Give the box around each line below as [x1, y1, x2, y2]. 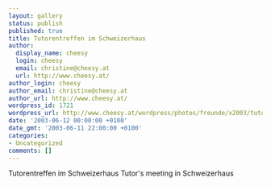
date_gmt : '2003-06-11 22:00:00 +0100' [8, 124, 143, 132]
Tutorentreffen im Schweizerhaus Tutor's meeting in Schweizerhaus [8, 168, 234, 178]
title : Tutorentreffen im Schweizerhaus [8, 34, 147, 43]
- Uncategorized [8, 138, 63, 147]
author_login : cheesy [8, 79, 81, 87]
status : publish [8, 19, 63, 27]
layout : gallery [8, 11, 63, 20]
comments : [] [8, 147, 52, 155]
